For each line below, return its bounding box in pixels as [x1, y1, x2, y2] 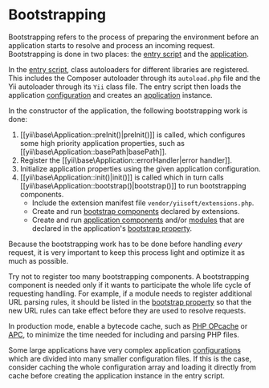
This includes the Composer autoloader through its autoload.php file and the [8, 73, 261, 83]
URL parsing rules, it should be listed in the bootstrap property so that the [8, 297, 252, 306]
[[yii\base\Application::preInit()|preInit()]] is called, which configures [19, 130, 246, 139]
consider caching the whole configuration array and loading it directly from [8, 362, 257, 372]
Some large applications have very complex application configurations [8, 345, 241, 354]
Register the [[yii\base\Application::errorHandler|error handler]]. [19, 155, 233, 165]
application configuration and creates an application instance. [8, 90, 213, 99]
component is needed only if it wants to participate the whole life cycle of [8, 280, 251, 289]
